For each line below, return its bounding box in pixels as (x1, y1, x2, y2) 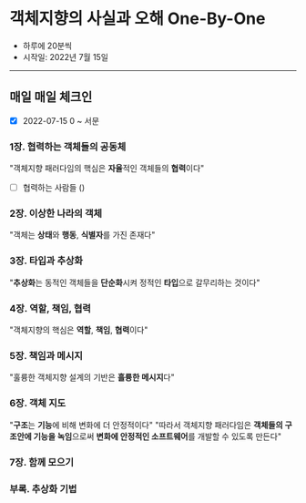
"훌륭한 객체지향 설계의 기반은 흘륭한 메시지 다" (9, 372, 175, 383)
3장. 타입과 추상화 (9, 254, 84, 267)
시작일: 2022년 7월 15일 (22, 51, 109, 62)
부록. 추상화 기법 (9, 482, 77, 495)
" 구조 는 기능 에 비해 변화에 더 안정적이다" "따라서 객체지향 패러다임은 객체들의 (9, 419, 284, 430)
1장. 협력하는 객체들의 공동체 (9, 140, 127, 153)
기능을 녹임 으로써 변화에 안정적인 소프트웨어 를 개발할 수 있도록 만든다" (33, 430, 282, 442)
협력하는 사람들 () (22, 182, 86, 193)
